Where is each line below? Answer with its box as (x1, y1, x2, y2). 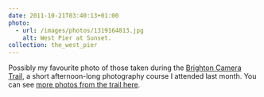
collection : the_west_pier (8, 41, 98, 49)
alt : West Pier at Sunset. (22, 33, 112, 42)
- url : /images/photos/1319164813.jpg (15, 26, 145, 34)
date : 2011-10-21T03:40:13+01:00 (8, 11, 119, 20)
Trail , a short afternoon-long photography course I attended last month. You (8, 72, 257, 81)
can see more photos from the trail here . (8, 80, 141, 90)
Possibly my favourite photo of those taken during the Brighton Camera (8, 63, 242, 72)
